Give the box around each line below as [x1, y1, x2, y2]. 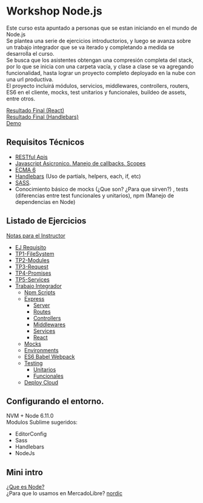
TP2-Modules [15, 256, 50, 264]
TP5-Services [15, 275, 50, 283]
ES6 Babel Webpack [24, 353, 75, 360]
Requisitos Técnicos [6, 137, 85, 148]
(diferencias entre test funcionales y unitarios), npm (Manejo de [15, 192, 175, 199]
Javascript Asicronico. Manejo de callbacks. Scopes [15, 159, 146, 167]
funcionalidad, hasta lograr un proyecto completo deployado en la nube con [6, 69, 196, 76]
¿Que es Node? [6, 483, 45, 491]
